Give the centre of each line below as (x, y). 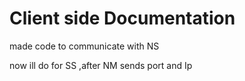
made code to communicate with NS (84, 46)
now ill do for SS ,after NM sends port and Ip (101, 65)
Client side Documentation (122, 18)
